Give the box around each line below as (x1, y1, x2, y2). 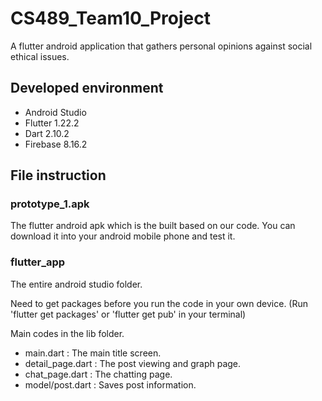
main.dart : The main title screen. (24, 347, 162, 359)
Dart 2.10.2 (24, 127, 70, 139)
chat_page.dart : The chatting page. (24, 368, 173, 380)
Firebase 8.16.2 (24, 138, 88, 150)
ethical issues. (10, 50, 70, 62)
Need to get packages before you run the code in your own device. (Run (10, 297, 309, 309)
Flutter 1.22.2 (24, 117, 80, 129)
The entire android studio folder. (10, 278, 143, 290)
